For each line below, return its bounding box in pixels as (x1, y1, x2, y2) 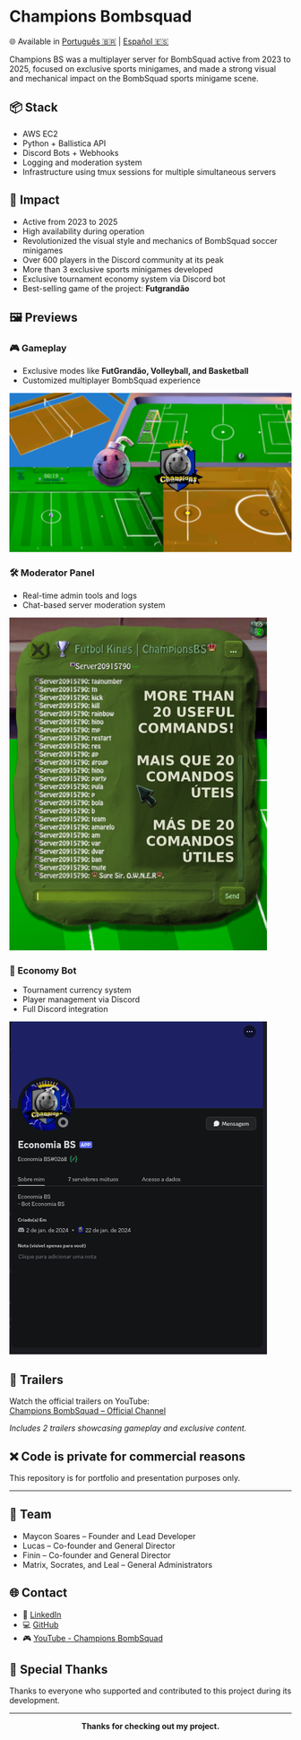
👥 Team (9, 1507, 52, 1522)
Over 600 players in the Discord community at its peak (21, 254, 224, 265)
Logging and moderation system (21, 157, 142, 168)
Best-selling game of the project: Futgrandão (21, 282, 190, 293)
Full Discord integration (21, 1004, 109, 1015)
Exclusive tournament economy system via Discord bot (21, 273, 226, 284)
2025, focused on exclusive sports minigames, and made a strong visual (9, 63, 277, 74)
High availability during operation (21, 226, 145, 237)
